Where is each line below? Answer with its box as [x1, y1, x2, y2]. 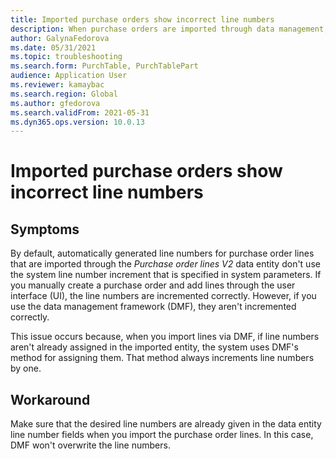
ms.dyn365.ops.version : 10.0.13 [10, 117, 145, 127]
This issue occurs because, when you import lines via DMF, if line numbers [10, 331, 320, 343]
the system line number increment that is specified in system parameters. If [10, 269, 322, 281]
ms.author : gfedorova [10, 98, 101, 108]
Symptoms [10, 221, 80, 238]
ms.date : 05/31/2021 [10, 42, 97, 53]
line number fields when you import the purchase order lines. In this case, [10, 429, 314, 441]
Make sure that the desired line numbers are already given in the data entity [10, 418, 322, 430]
